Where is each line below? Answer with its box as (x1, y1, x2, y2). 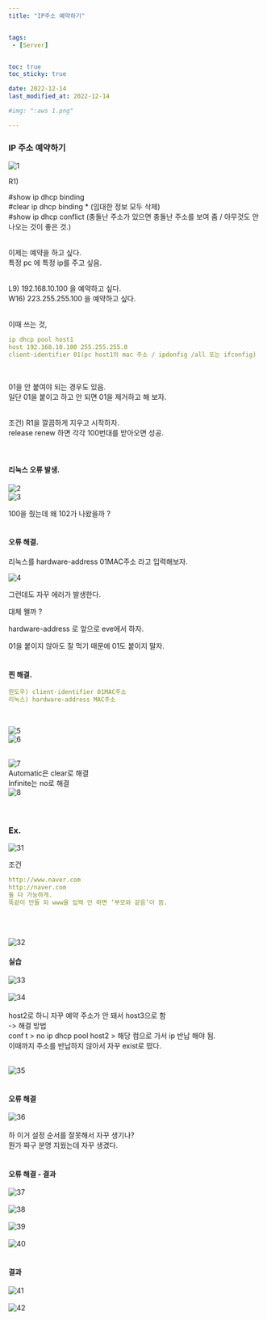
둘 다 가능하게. (8, 891, 53, 899)
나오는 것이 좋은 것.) (8, 222, 71, 232)
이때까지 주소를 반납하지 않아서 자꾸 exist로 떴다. (8, 1041, 162, 1051)
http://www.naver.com (8, 876, 81, 885)
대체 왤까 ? (8, 607, 43, 616)
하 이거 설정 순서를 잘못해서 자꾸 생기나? (8, 1130, 135, 1140)
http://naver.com (8, 884, 67, 892)
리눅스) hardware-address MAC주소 (8, 696, 116, 704)
